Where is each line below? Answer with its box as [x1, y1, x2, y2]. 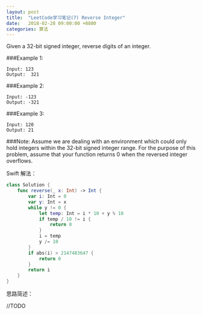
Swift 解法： [6, 170, 37, 177]
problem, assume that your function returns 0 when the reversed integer [6, 150, 187, 158]
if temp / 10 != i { [38, 216, 91, 222]
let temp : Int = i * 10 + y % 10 [38, 210, 124, 216]
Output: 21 [6, 127, 34, 133]
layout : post [6, 9, 40, 15]
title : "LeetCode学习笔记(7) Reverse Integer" [6, 15, 126, 21]
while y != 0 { [28, 205, 67, 211]
